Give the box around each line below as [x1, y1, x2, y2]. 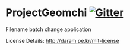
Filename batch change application [5, 26, 91, 33]
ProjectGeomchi [5, 6, 87, 20]
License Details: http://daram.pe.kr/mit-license [5, 37, 119, 44]
